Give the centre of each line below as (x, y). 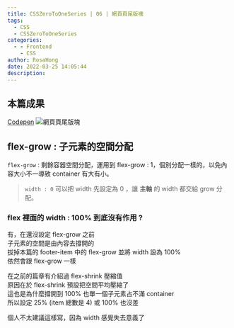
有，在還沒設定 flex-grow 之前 (51, 234)
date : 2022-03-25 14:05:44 (47, 67)
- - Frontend (33, 47)
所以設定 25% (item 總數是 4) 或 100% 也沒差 (73, 302)
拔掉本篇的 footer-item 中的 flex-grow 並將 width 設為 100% (94, 252)
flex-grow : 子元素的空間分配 (70, 146)
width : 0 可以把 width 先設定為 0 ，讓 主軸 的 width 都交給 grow (119, 189)
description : (27, 73)
